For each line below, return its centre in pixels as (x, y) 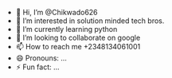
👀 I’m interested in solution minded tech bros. (90, 21)
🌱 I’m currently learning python (66, 29)
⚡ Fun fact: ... (37, 67)
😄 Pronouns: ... (41, 58)
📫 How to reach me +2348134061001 (78, 47)
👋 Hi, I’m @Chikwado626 (57, 12)
